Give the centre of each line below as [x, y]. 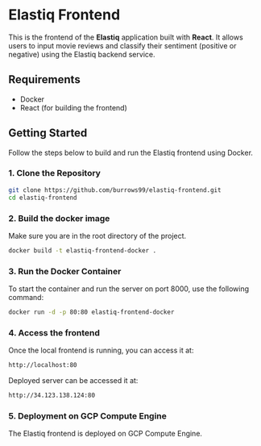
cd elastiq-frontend [43, 198]
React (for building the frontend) [73, 107]
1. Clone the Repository [54, 173]
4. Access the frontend [54, 332]
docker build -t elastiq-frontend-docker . [83, 250]
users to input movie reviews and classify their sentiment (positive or [122, 45]
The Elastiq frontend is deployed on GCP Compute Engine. [106, 434]
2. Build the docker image [59, 218]
